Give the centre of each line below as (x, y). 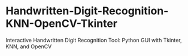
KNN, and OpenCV (29, 46)
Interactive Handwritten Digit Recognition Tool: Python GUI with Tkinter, (94, 40)
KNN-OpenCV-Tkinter (62, 24)
